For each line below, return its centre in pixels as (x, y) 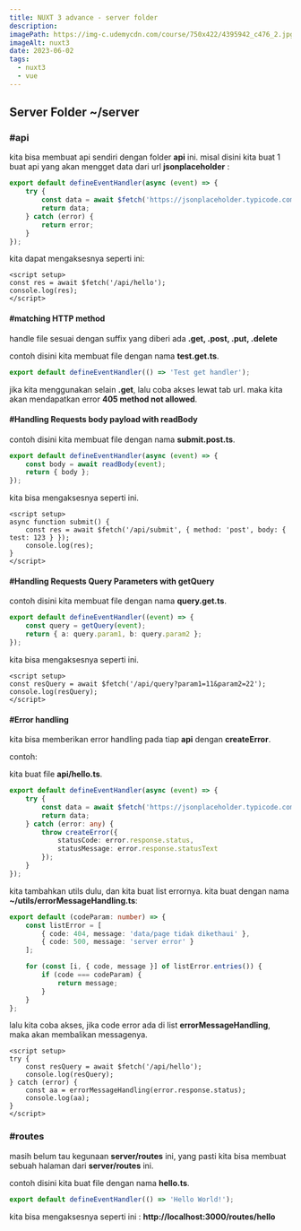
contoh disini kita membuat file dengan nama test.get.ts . (114, 356)
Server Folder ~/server (74, 113)
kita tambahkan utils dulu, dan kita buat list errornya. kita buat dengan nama (149, 891)
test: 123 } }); (39, 538)
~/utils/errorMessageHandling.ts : (73, 900)
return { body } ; (58, 472)
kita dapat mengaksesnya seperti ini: (77, 259)
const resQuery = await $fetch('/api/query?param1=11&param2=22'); (138, 684)
